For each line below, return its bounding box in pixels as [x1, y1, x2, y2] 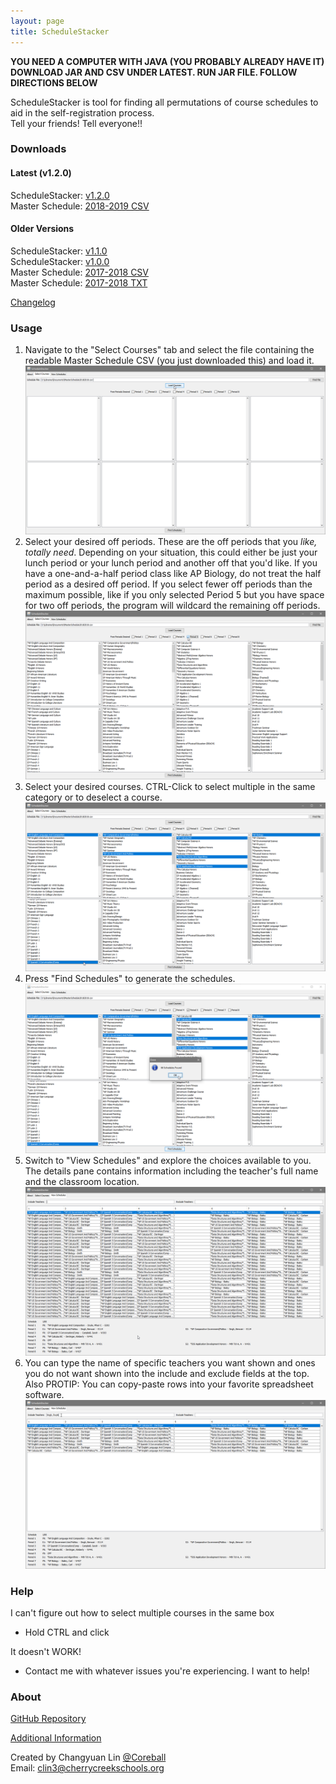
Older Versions [10, 223, 75, 235]
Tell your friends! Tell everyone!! [10, 117, 143, 129]
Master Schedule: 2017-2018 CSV [10, 266, 150, 278]
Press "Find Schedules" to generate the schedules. [24, 973, 236, 985]
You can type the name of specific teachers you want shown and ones [24, 1356, 316, 1369]
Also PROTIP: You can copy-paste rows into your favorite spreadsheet [24, 1378, 314, 1390]
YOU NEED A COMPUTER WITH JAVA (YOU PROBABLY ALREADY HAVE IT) [10, 55, 325, 67]
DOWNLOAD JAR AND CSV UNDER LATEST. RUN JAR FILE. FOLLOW [10, 66, 298, 78]
